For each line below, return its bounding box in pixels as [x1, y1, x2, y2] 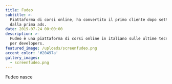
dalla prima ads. [10, 22, 47, 27]
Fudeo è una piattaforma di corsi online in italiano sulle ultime [10, 36, 157, 41]
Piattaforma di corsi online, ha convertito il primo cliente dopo [10, 17, 157, 22]
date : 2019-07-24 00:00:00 [5, 27, 63, 32]
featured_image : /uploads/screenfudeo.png [5, 46, 97, 51]
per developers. [10, 41, 45, 46]
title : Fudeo [5, 7, 33, 13]
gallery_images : [5, 55, 40, 60]
